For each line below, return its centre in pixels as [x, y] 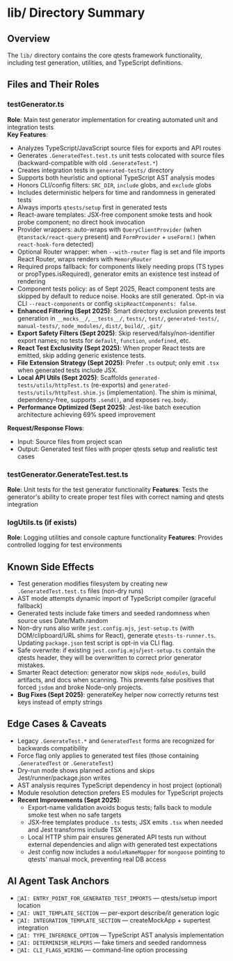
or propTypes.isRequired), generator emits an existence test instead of [118, 274]
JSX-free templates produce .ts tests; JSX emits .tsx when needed [125, 822]
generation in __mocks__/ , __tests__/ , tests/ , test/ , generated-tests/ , [118, 318]
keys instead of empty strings [60, 702]
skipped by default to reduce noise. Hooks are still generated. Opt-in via [121, 296]
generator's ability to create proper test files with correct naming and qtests [116, 497]
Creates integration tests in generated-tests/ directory [95, 170]
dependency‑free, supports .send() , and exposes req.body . [103, 399]
